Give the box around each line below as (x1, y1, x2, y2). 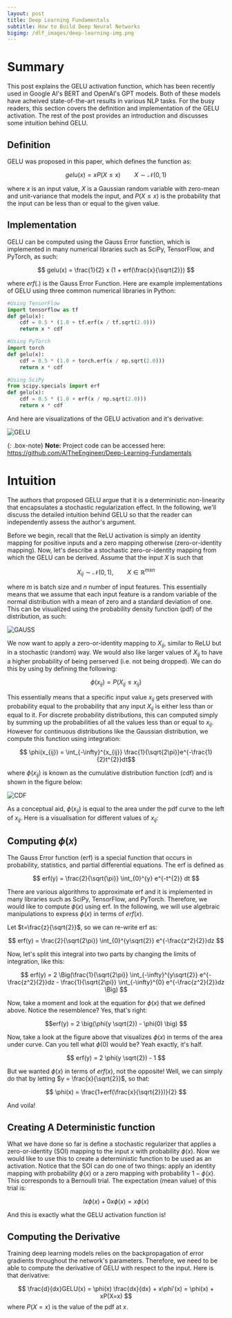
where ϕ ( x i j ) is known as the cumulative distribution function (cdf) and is (7, 769, 213, 778)
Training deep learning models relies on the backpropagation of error (7, 1249, 204, 1257)
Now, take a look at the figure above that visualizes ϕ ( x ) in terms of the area (7, 1033, 223, 1041)
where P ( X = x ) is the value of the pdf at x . (7, 1302, 128, 1311)
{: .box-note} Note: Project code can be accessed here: (7, 441, 166, 450)
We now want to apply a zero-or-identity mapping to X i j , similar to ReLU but (7, 639, 222, 649)
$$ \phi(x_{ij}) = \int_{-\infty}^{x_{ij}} (19, 748, 123, 756)
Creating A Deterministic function (7, 1122, 155, 1133)
